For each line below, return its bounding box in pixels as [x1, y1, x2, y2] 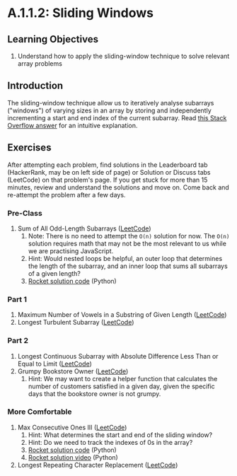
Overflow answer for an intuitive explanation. [7, 121, 138, 129]
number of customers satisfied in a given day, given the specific [28, 382, 216, 390]
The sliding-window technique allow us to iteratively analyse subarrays [7, 98, 214, 107]
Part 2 [7, 336, 29, 346]
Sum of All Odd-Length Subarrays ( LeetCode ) [17, 224, 151, 233]
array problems [17, 59, 62, 68]
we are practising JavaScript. [28, 246, 114, 255]
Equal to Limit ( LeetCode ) [17, 359, 92, 368]
